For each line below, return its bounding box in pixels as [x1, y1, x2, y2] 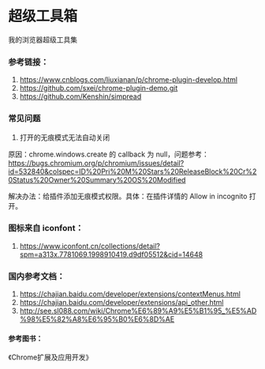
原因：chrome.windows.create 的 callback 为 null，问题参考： [8, 149, 209, 159]
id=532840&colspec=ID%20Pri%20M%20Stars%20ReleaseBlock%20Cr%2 [8, 167, 257, 176]
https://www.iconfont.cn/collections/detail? [19, 241, 160, 250]
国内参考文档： [8, 270, 65, 281]
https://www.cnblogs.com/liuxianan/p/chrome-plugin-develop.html [19, 75, 238, 85]
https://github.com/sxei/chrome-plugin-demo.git [19, 84, 178, 93]
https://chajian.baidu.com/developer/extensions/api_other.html [19, 298, 224, 307]
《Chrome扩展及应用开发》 [8, 352, 93, 362]
